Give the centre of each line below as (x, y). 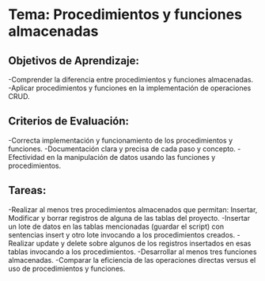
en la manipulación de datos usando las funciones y (131, 157)
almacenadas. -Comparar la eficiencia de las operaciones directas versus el (132, 260)
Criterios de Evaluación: (68, 122)
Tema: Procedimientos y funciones (125, 15)
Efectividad (26, 157)
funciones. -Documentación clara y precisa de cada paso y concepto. (122, 149)
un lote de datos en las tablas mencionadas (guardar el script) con (116, 226)
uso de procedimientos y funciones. (67, 268)
